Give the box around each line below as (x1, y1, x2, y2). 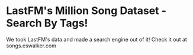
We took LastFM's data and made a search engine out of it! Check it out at (6, 36, 188, 43)
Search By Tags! (6, 16, 88, 30)
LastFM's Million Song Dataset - (6, 4, 167, 18)
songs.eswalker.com (6, 42, 56, 49)
